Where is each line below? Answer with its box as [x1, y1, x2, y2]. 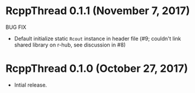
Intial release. [14, 81, 47, 88]
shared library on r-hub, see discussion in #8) [14, 41, 126, 48]
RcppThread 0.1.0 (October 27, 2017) [5, 62, 188, 75]
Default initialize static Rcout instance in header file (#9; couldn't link [14, 35, 181, 42]
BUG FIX [5, 24, 27, 31]
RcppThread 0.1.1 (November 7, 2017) [5, 4, 190, 18]
